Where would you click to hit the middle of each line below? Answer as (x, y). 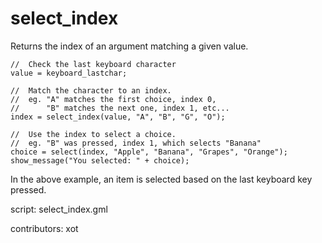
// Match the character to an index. (91, 90)
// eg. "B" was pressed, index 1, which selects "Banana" (136, 143)
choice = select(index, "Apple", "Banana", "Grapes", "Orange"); (149, 152)
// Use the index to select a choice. (93, 134)
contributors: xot (44, 228)
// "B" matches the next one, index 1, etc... (120, 108)
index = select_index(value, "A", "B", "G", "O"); (118, 117)
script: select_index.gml (59, 209)
